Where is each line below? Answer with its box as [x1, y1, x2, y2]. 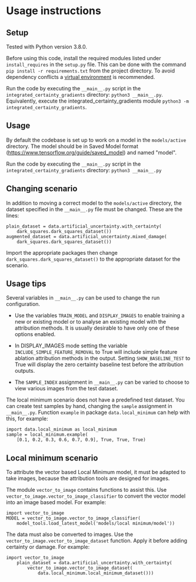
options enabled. [14, 331, 56, 338]
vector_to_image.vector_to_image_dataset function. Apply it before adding [6, 537, 187, 544]
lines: [6, 212, 19, 219]
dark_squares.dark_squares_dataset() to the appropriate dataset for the [6, 255, 181, 262]
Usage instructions [6, 4, 101, 18]
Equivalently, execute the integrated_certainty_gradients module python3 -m [6, 97, 190, 104]
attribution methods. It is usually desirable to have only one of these [14, 324, 180, 331]
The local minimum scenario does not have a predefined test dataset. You [6, 396, 185, 403]
